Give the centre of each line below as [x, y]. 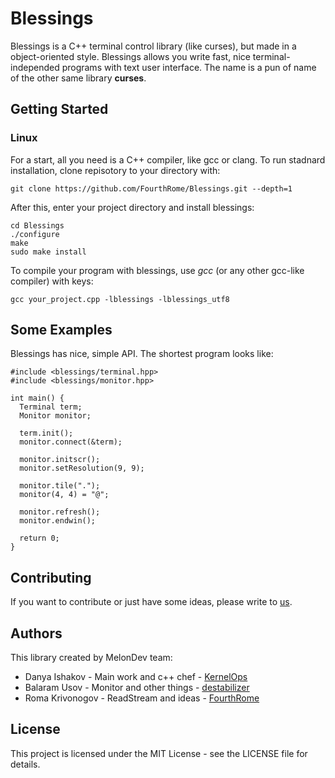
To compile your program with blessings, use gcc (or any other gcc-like [157, 270]
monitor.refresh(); [60, 512]
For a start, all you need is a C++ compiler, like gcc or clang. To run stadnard [168, 159]
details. [25, 764]
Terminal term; [51, 407]
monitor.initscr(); [60, 460]
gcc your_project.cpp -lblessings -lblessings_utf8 [120, 299]
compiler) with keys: [52, 281]
